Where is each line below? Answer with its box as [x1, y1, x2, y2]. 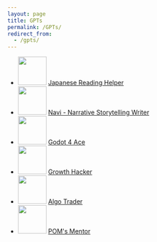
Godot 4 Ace [48, 138, 85, 146]
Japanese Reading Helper [48, 79, 124, 87]
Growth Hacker [48, 167, 92, 176]
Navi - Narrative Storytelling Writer [48, 108, 150, 117]
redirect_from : [7, 30, 53, 38]
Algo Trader [48, 197, 83, 206]
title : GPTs [7, 17, 43, 24]
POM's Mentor [48, 227, 91, 236]
